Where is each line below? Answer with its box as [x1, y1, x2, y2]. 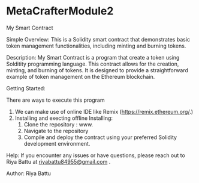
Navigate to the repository [23, 127, 89, 134]
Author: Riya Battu [6, 170, 51, 177]
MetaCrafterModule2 [6, 4, 114, 18]
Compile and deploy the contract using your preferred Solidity [23, 134, 177, 141]
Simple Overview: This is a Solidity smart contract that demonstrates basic [6, 36, 191, 43]
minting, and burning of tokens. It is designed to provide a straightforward [6, 66, 189, 73]
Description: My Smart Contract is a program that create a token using [6, 54, 180, 61]
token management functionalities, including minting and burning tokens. [6, 42, 186, 49]
